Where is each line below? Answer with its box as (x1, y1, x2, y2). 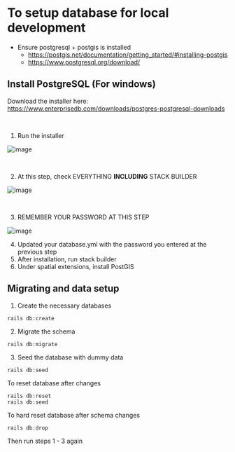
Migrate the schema (17, 327, 76, 336)
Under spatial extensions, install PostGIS (17, 262, 134, 270)
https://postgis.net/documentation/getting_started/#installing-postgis (27, 50, 228, 59)
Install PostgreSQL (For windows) (7, 78, 156, 90)
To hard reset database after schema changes (7, 411, 141, 419)
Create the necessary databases (17, 301, 112, 310)
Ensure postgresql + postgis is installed (17, 43, 131, 51)
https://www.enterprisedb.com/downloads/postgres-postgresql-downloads (7, 104, 225, 113)
